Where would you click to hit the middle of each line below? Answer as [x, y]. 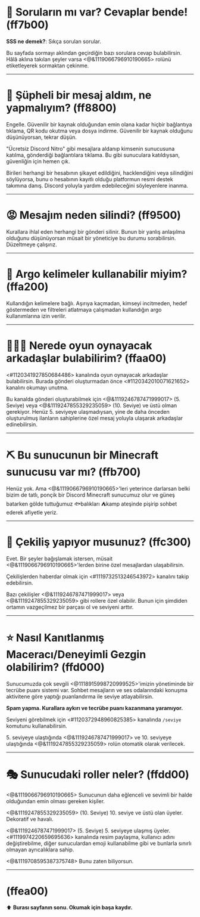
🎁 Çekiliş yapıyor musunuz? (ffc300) [99, 542]
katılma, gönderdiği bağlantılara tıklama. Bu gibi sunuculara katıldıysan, [93, 155]
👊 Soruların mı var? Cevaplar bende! [97, 12]
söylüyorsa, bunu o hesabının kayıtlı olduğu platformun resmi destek [90, 179]
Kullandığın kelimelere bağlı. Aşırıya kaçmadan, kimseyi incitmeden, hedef [97, 303]
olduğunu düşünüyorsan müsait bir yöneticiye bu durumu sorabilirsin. [91, 238]
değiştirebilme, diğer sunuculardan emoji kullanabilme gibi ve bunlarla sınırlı [99, 844]
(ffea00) [27, 891]
